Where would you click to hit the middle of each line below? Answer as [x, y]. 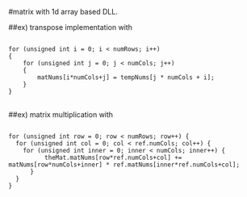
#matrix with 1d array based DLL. [63, 12]
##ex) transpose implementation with [71, 27]
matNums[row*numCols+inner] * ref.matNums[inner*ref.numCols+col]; [124, 165]
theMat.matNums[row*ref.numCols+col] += [113, 157]
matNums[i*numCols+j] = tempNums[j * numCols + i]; [126, 78]
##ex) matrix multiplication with [61, 115]
